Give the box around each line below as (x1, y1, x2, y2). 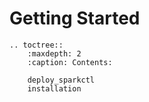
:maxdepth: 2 (27, 48, 82, 59)
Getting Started (9, 7, 141, 30)
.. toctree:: (9, 40, 64, 50)
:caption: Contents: (27, 57, 113, 67)
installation (27, 83, 82, 94)
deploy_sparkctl (27, 75, 96, 85)
